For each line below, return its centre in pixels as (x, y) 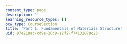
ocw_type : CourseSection (31, 24)
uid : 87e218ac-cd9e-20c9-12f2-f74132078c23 (52, 33)
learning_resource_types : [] (36, 19)
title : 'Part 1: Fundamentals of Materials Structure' (64, 29)
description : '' (22, 15)
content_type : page (26, 10)
